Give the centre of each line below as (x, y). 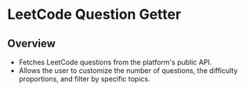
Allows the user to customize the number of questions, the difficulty (128, 71)
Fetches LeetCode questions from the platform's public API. (115, 62)
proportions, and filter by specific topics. (84, 79)
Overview (32, 44)
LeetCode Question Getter (94, 15)
